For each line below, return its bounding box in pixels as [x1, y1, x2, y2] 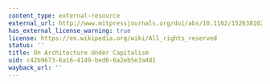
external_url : [8, 19, 56, 27]
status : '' [8, 42, 45, 50]
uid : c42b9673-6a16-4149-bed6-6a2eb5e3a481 [8, 57, 157, 65]
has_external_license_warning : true [8, 26, 131, 34]
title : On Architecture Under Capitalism [8, 49, 149, 57]
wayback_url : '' [8, 64, 63, 72]
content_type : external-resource [8, 11, 121, 20]
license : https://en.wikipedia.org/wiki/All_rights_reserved [8, 34, 218, 42]
